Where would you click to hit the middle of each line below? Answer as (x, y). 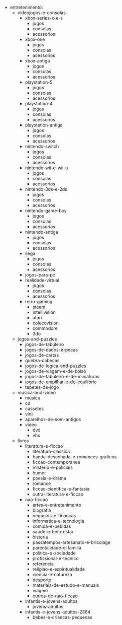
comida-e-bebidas (52, 526)
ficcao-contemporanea (56, 462)
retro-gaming (39, 301)
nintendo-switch (42, 146)
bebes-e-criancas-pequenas (63, 617)
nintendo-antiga (42, 232)
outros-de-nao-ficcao (55, 596)
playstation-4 (39, 103)
